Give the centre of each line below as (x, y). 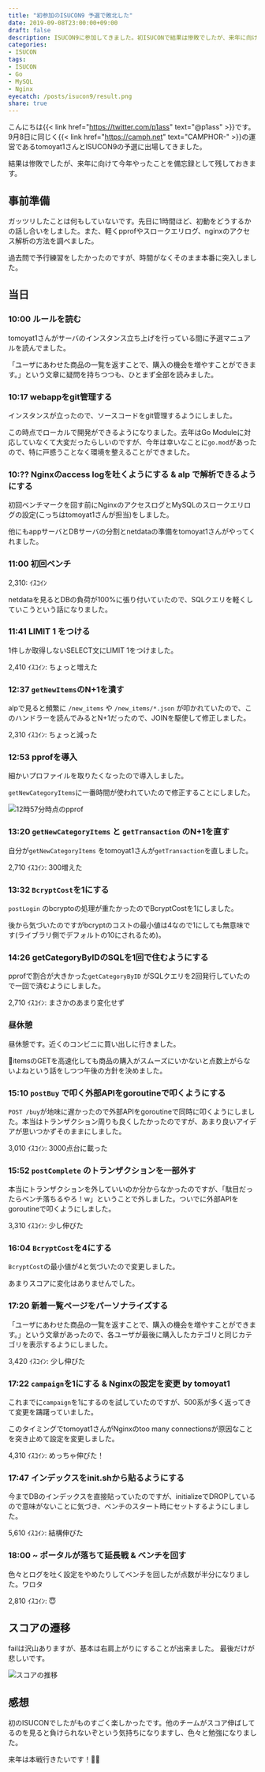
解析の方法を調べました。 (56, 241)
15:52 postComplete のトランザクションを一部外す (102, 1171)
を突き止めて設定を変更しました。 (63, 1439)
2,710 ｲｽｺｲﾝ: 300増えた (45, 867)
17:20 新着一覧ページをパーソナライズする (88, 1306)
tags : (17, 60)
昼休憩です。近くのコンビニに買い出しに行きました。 (94, 1043)
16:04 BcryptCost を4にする (60, 1248)
